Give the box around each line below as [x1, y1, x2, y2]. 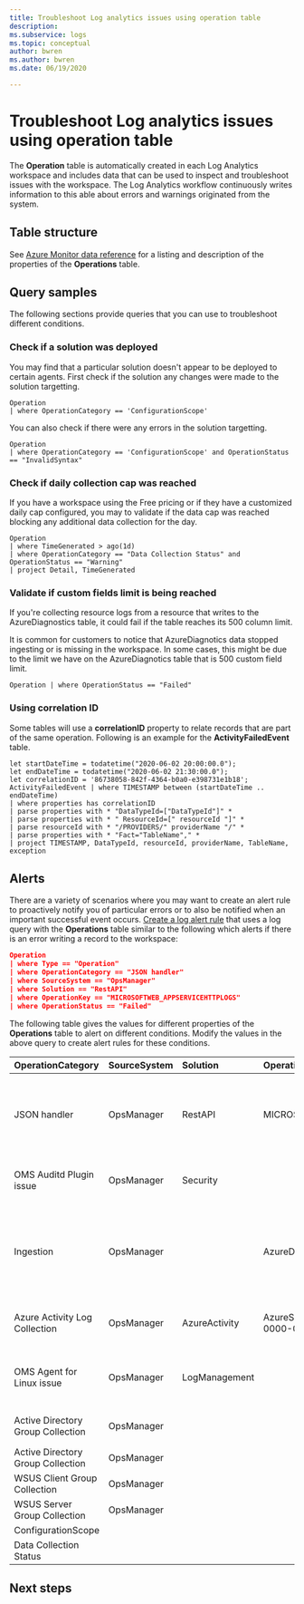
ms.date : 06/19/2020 [9, 64, 88, 73]
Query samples [9, 285, 98, 300]
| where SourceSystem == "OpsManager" [9, 976, 156, 986]
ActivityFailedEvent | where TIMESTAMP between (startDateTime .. [9, 783, 265, 792]
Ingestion [14, 1245, 54, 1258]
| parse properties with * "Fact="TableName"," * [9, 830, 201, 839]
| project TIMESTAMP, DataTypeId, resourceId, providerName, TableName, [9, 838, 290, 847]
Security [182, 1174, 219, 1186]
